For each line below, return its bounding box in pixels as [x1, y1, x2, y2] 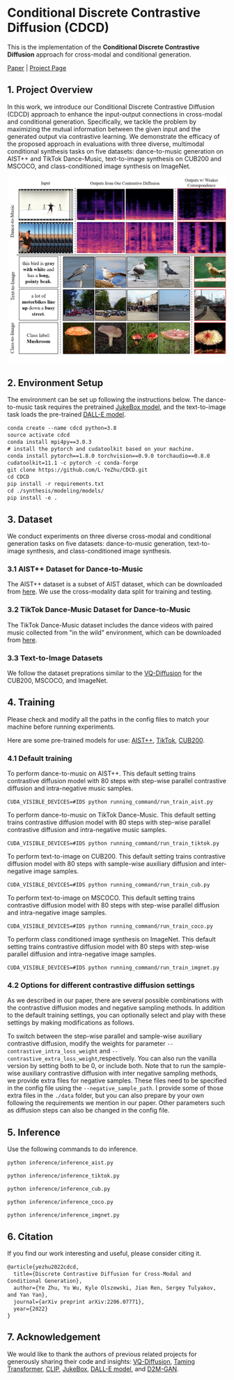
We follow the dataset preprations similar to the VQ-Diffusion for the [7, 669, 203, 677]
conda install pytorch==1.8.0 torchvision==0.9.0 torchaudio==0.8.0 [7, 452, 210, 460]
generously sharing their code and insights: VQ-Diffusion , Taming [7, 1357, 195, 1365]
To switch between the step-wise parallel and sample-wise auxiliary [7, 1032, 202, 1041]
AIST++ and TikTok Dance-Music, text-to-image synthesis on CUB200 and [7, 154, 221, 163]
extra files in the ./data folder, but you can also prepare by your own [7, 1091, 204, 1100]
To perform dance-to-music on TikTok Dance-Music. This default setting [7, 811, 216, 819]
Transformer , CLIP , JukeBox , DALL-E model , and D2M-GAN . [7, 1365, 179, 1373]
